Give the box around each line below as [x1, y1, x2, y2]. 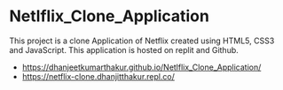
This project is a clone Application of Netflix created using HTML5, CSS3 [9, 35, 275, 46]
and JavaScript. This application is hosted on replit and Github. [9, 44, 240, 55]
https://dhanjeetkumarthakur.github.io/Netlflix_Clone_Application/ [21, 62, 262, 72]
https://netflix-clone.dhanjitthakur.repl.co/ [21, 71, 176, 81]
